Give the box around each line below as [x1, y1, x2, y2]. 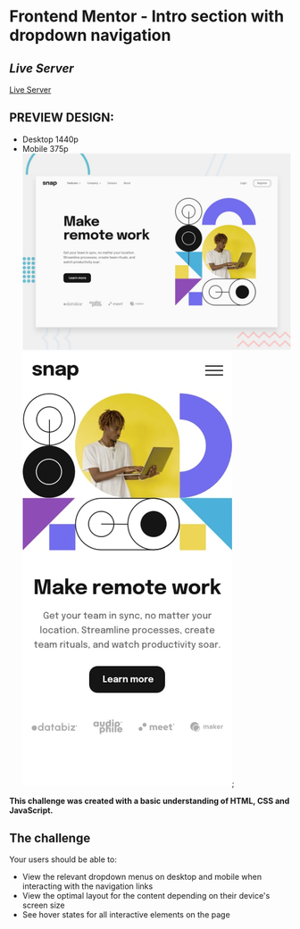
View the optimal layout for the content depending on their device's [21, 891, 271, 901]
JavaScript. [9, 805, 54, 816]
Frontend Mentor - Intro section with [9, 6, 284, 27]
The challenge [9, 830, 91, 845]
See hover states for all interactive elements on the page [21, 909, 230, 920]
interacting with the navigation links [21, 881, 154, 892]
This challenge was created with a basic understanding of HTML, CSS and [9, 795, 290, 806]
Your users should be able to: [9, 854, 118, 865]
